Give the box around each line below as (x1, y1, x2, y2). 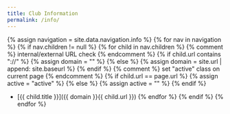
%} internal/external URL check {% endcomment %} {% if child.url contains (7, 49, 221, 58)
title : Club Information (7, 10, 78, 17)
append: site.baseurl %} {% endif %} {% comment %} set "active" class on (7, 65, 220, 73)
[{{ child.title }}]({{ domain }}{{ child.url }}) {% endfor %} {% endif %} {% (16, 92, 224, 100)
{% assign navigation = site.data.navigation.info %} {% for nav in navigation (7, 35, 222, 43)
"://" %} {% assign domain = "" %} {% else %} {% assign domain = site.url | (7, 57, 222, 65)
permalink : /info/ (7, 16, 60, 23)
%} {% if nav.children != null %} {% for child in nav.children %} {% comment (7, 43, 223, 51)
